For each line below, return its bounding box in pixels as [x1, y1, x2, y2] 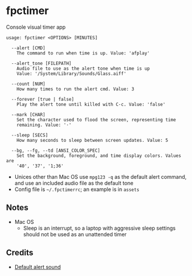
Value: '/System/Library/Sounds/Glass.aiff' [16, 70, 127, 77]
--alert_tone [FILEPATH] [11, 60, 72, 66]
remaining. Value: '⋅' [16, 122, 72, 128]
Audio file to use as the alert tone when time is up [16, 66, 150, 71]
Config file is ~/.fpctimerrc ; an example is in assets [14, 186, 139, 193]
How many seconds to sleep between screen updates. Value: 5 [16, 137, 168, 143]
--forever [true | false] [11, 96, 75, 102]
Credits [6, 248, 34, 258]
